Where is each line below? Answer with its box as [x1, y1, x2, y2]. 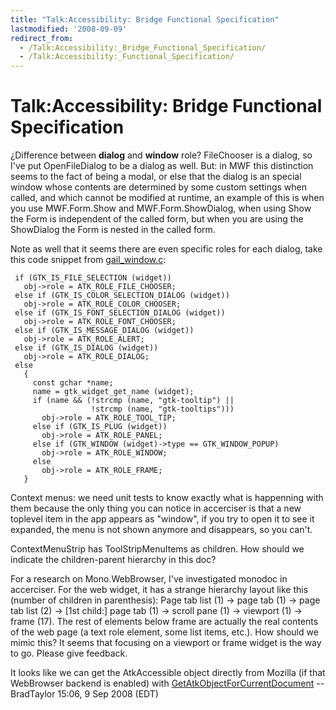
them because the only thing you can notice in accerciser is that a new [10, 502, 302, 515]
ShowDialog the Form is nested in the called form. [10, 224, 216, 236]
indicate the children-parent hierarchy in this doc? [10, 554, 217, 566]
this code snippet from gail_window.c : [10, 254, 167, 266]
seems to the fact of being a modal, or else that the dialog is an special [10, 171, 302, 183]
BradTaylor [10, 688, 56, 700]
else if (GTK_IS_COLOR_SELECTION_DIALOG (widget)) [14, 291, 230, 301]
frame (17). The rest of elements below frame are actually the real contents [10, 616, 319, 628]
